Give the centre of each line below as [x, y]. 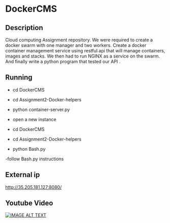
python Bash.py [29, 149]
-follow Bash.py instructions [35, 159]
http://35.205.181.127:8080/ [33, 187]
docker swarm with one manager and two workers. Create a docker [76, 45]
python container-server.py [41, 109]
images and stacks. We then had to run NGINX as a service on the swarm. [82, 56]
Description [24, 28]
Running [19, 78]
